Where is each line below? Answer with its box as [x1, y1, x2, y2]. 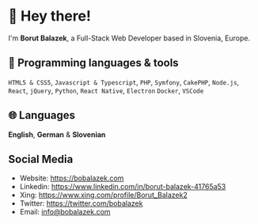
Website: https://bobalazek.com [19, 173, 124, 183]
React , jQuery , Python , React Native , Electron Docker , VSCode [8, 85, 204, 95]
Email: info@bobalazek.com [19, 207, 111, 217]
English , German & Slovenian [8, 130, 106, 139]
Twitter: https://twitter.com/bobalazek [19, 199, 143, 208]
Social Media [8, 152, 74, 165]
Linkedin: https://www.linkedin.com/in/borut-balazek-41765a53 [19, 182, 226, 192]
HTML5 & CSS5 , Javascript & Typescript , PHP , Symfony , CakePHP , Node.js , [8, 77, 240, 86]
